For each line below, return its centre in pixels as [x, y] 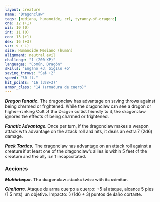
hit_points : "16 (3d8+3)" [31, 82]
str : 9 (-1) [17, 46]
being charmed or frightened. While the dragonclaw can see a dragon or [78, 106]
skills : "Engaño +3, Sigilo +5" [38, 69]
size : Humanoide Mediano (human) [39, 50]
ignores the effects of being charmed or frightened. [57, 116]
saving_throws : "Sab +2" [30, 73]
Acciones [17, 169]
